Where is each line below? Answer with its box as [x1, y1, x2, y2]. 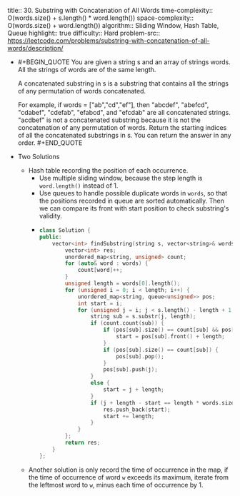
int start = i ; [77, 300, 123, 307]
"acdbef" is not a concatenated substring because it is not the [17, 116, 201, 124]
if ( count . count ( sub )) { [90, 320, 164, 327]
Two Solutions [17, 153, 60, 161]
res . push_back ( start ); [103, 406, 171, 413]
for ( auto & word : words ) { [64, 260, 149, 267]
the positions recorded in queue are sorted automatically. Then [39, 196, 225, 205]
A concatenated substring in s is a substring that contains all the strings [17, 79, 229, 88]
